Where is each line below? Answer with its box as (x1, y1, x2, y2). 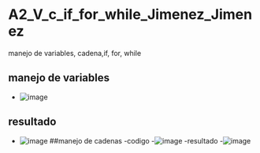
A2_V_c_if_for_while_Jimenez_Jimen (8, 6, 253, 24)
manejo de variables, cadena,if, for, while (8, 48, 142, 58)
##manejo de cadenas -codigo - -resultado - (50, 136, 223, 145)
